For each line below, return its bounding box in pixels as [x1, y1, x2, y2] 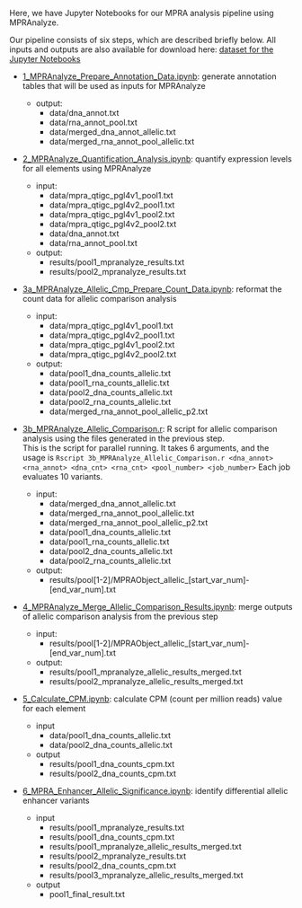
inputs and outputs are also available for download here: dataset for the [9, 44, 274, 55]
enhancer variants [22, 795, 90, 806]
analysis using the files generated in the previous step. [22, 433, 225, 444]
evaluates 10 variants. [22, 472, 103, 481]
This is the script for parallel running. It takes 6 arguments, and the [22, 443, 270, 453]
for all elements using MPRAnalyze [22, 163, 152, 173]
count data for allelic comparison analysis [22, 294, 177, 304]
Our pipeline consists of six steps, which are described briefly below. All [9, 35, 277, 45]
